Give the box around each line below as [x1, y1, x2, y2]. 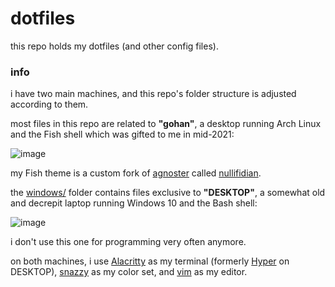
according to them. [10, 98, 89, 111]
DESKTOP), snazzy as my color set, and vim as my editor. [10, 266, 248, 278]
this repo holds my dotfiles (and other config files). [10, 40, 219, 52]
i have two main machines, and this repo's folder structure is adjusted [10, 88, 297, 100]
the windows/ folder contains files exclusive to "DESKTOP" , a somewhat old [10, 187, 326, 199]
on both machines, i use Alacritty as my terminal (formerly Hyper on [10, 255, 290, 267]
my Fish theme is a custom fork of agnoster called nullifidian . [10, 167, 262, 179]
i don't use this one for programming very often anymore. [10, 236, 247, 248]
